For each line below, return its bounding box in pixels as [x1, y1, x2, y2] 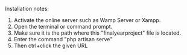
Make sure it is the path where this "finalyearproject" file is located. [13, 29, 182, 36]
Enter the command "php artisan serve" [13, 36, 113, 42]
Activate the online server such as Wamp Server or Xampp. [13, 17, 161, 23]
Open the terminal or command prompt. [13, 23, 113, 30]
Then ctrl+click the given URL [13, 42, 88, 49]
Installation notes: [5, 5, 49, 12]
